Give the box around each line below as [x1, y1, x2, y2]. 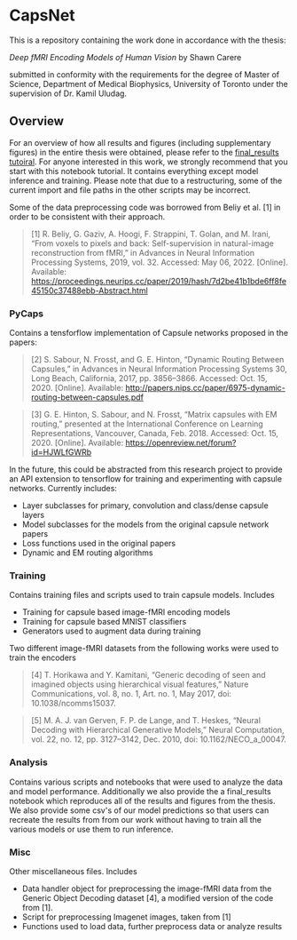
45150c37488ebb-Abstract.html [30, 285, 148, 296]
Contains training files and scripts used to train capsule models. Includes [9, 590, 275, 601]
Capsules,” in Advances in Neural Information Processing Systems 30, [30, 363, 288, 374]
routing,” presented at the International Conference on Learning [30, 418, 263, 429]
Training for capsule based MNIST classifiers [21, 617, 187, 627]
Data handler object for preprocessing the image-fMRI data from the [21, 883, 272, 894]
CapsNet [9, 5, 75, 26]
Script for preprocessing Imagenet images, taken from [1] [21, 912, 232, 922]
